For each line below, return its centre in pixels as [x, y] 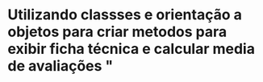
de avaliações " [61, 66]
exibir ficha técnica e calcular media [131, 49]
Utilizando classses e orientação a [125, 15]
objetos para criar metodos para [117, 32]
